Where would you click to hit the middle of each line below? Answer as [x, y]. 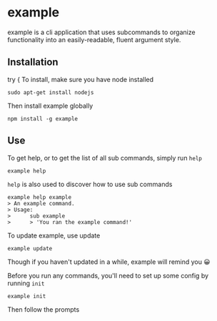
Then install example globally [50, 106]
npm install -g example [43, 118]
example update [30, 248]
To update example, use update [54, 235]
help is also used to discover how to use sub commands [90, 184]
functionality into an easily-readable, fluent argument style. [94, 39]
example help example [40, 197]
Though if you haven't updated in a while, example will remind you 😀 [109, 262]
